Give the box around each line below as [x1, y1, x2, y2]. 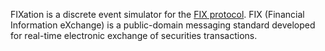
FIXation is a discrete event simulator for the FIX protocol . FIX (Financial [10, 9, 305, 20]
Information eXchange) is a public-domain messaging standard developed [10, 19, 316, 31]
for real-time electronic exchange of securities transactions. [10, 30, 258, 41]
